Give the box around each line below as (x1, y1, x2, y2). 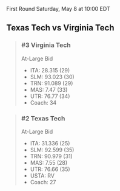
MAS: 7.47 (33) (30, 86, 68, 93)
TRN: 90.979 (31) (30, 152, 73, 160)
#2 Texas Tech (21, 114, 65, 122)
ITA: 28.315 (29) (30, 66, 70, 74)
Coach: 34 (30, 99, 57, 106)
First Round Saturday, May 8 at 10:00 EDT (6, 5, 110, 12)
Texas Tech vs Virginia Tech (6, 23, 115, 33)
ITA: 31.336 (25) (30, 139, 70, 147)
